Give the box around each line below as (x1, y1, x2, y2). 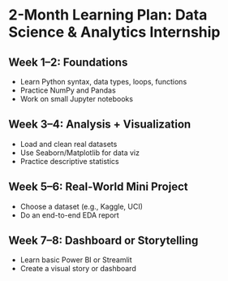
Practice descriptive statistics (19, 156, 119, 166)
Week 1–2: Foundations (8, 55, 128, 69)
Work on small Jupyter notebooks (19, 94, 134, 103)
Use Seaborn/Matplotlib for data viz (19, 148, 140, 158)
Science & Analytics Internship (8, 23, 221, 41)
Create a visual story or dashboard (19, 264, 136, 274)
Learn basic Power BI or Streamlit (19, 255, 132, 265)
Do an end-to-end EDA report (19, 210, 119, 220)
